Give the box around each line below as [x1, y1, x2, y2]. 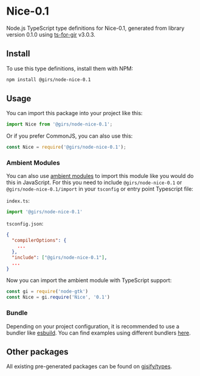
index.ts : [6, 197, 30, 205]
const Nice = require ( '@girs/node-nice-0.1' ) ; [6, 144, 126, 151]
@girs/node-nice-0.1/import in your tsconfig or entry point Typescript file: [6, 185, 193, 193]
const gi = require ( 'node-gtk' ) [6, 288, 88, 295]
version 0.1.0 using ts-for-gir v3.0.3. [6, 30, 95, 38]
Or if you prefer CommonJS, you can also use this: [6, 132, 133, 140]
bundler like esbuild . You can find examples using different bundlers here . [6, 329, 191, 336]
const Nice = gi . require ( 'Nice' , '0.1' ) [6, 294, 111, 300]
